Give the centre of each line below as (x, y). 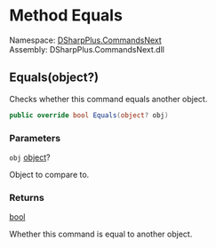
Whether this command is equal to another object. (101, 234)
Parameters (35, 138)
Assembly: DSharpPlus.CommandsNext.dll (87, 49)
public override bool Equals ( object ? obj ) (89, 115)
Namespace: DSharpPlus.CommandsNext (85, 40)
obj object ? (30, 157)
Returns (27, 197)
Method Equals (66, 16)
